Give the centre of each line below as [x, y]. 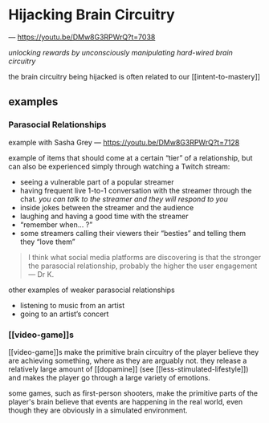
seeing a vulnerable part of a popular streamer [97, 181]
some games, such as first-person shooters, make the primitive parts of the [133, 393]
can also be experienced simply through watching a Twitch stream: [119, 166]
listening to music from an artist [72, 305]
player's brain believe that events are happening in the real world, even [126, 401]
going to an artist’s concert [64, 314]
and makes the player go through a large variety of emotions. [109, 377]
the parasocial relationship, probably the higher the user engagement [143, 266]
